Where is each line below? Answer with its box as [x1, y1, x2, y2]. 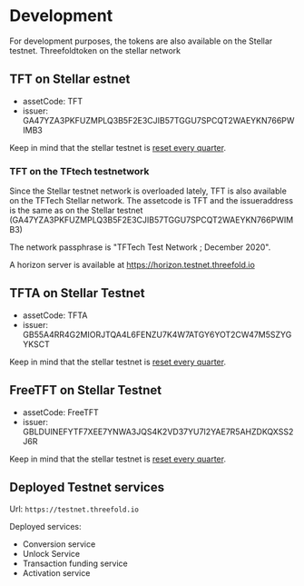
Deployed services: [9, 521, 82, 532]
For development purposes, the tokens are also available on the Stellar [9, 35, 273, 46]
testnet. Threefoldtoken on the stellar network [9, 45, 181, 55]
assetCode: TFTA [22, 310, 88, 321]
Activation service [22, 568, 91, 579]
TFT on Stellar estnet [9, 72, 131, 87]
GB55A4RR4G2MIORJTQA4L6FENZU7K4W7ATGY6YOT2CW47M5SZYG [22, 329, 292, 340]
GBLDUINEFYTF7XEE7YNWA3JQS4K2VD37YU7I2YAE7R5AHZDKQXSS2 [22, 426, 294, 437]
